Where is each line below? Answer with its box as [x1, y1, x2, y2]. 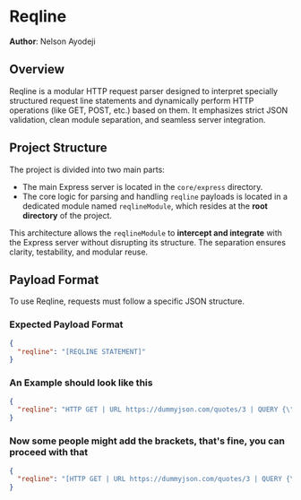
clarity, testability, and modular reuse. [9, 246, 149, 257]
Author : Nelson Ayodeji [9, 36, 96, 47]
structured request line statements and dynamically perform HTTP [9, 95, 254, 106]
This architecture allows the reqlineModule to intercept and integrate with [9, 227, 282, 238]
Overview [9, 62, 65, 77]
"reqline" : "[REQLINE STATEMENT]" [17, 347, 146, 356]
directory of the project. [21, 210, 112, 220]
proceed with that [9, 446, 89, 459]
